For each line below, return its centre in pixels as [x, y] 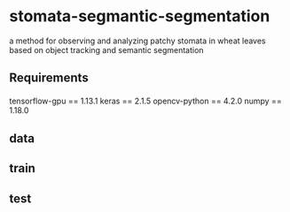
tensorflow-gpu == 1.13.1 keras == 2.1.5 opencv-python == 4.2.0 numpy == [145, 101]
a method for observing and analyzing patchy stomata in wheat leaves [137, 41]
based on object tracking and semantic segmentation [106, 49]
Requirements [49, 78]
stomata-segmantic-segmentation [140, 16]
